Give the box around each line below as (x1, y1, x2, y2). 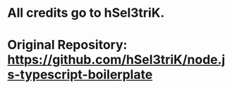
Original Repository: (7, 37, 128, 53)
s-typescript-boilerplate (7, 67, 153, 83)
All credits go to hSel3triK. (7, 5, 165, 21)
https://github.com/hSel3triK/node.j (7, 52, 226, 68)
